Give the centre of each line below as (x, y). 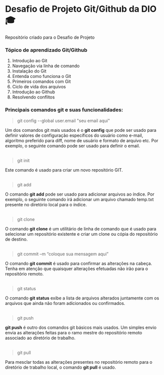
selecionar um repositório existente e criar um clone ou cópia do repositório (82, 234)
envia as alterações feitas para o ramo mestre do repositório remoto (74, 332)
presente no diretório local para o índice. (46, 204)
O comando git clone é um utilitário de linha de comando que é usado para (81, 228)
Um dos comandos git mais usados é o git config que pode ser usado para (81, 130)
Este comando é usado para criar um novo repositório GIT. (64, 170)
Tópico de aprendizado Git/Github (46, 50)
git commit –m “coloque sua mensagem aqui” (63, 254)
